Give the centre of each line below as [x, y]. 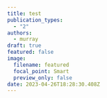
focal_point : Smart [41, 71]
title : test [24, 13]
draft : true [24, 46]
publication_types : [35, 20]
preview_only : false [43, 78]
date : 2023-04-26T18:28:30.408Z [53, 84]
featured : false [30, 52]
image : [17, 59]
